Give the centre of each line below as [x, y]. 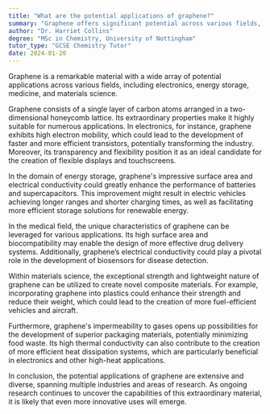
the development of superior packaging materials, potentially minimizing [128, 335]
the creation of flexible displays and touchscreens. [92, 161]
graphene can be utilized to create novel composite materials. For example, [133, 284]
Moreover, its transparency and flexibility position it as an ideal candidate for [135, 152]
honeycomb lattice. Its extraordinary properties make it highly [152, 117]
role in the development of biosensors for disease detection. [108, 260]
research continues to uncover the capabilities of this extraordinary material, [135, 393]
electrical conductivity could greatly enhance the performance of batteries [132, 185]
